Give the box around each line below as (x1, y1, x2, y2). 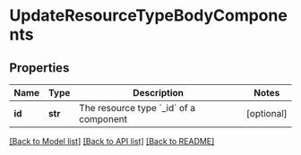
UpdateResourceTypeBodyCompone (9, 5, 288, 26)
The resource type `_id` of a (79, 102, 195, 114)
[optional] (245, 108, 288, 119)
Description (133, 87, 185, 99)
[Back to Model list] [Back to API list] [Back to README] (9, 136, 215, 146)
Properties (9, 60, 70, 75)
